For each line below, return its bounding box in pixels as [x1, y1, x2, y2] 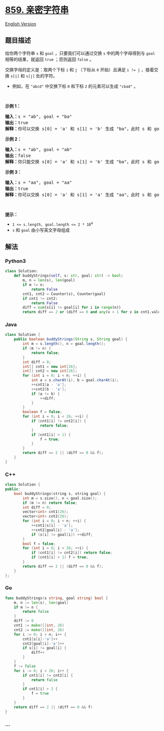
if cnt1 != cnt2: [22, 296, 58, 301]
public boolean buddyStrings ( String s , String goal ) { [14, 337, 128, 342]
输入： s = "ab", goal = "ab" [5, 147, 72, 152]
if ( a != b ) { [31, 391, 60, 396]
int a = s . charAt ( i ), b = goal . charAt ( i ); [31, 378, 119, 383]
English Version [5, 21, 37, 27]
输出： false [5, 152, 31, 158]
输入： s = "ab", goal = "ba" [5, 113, 72, 119]
